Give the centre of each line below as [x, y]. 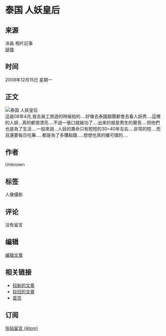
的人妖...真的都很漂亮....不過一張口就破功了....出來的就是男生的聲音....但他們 [82, 122]
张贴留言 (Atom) [22, 328]
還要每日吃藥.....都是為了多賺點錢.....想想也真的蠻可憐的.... [69, 135]
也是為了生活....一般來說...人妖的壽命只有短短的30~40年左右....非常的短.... [81, 128]
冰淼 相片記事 [19, 43]
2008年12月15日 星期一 [29, 79]
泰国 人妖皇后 [32, 10]
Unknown [15, 164]
